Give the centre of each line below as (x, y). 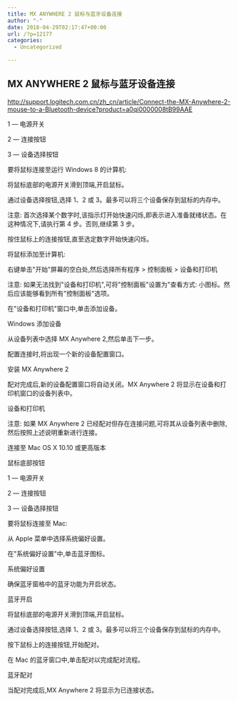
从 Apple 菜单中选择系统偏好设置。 (58, 538)
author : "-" (25, 21)
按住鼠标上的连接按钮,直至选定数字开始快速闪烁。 (80, 239)
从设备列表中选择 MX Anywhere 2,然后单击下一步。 (83, 339)
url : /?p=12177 (30, 34)
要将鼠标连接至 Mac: (37, 523)
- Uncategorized (38, 47)
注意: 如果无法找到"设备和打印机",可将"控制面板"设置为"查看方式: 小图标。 (116, 284)
